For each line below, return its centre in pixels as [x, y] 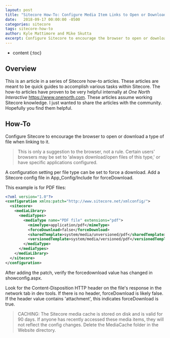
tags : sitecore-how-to [29, 29]
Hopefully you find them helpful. [39, 108]
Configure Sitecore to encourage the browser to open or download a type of [85, 136]
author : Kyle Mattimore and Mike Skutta [49, 34]
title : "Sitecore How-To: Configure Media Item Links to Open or [75, 15]
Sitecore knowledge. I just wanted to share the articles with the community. [84, 103]
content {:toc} [27, 53]
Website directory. [37, 330]
